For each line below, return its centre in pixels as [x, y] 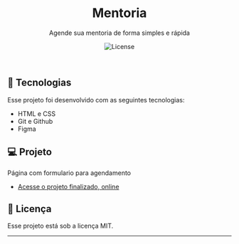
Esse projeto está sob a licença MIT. [60, 226]
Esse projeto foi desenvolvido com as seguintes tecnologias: [96, 100]
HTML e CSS [37, 113]
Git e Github [35, 121]
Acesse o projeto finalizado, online [68, 186]
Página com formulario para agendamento [69, 173]
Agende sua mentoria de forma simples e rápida [119, 33]
